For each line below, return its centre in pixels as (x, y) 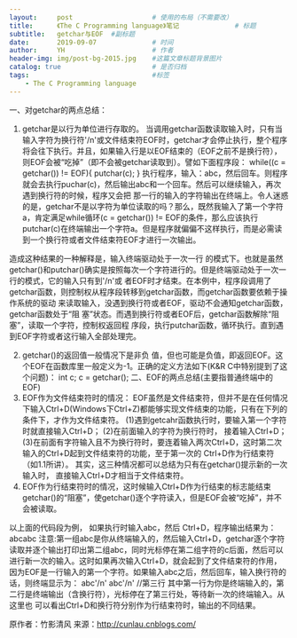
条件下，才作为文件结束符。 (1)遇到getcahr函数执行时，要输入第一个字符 (154, 420)
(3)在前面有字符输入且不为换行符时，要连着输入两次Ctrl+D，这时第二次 (152, 442)
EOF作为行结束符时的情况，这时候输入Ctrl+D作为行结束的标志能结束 (147, 486)
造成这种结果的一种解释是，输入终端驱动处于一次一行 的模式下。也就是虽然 (146, 258)
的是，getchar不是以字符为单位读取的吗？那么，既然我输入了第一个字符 (152, 206)
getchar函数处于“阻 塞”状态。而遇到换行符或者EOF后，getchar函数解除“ (141, 314)
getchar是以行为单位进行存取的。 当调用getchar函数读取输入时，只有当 (152, 129)
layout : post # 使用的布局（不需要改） (121, 17)
